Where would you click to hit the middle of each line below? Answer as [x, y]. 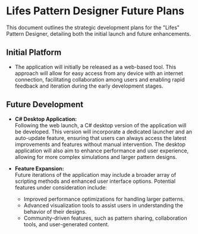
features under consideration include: [61, 187]
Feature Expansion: [39, 169]
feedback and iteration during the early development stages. [89, 86]
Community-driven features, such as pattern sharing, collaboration [105, 218]
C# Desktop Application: [46, 119]
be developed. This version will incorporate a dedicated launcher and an [103, 132]
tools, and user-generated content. [66, 224]
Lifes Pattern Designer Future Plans [95, 11]
